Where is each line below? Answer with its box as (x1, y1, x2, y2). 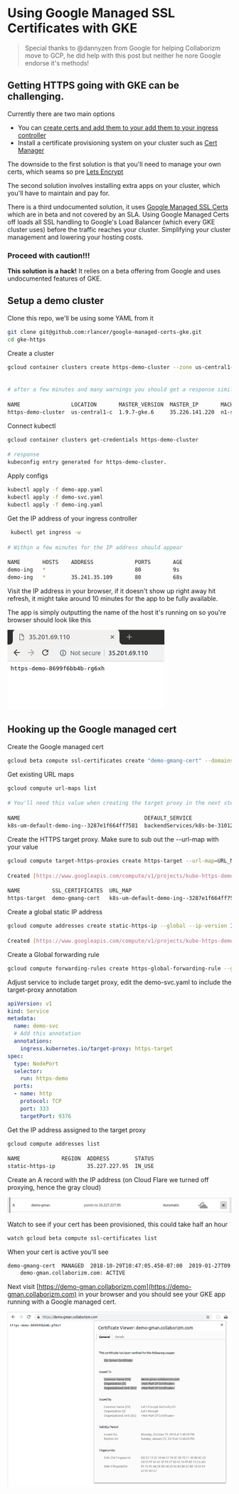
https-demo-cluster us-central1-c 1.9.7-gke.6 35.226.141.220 (7, 408, 215, 416)
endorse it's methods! (24, 58, 90, 67)
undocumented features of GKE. (7, 274, 102, 283)
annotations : (14, 1038, 53, 1045)
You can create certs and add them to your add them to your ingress (17, 123, 218, 132)
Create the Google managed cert (7, 742, 104, 751)
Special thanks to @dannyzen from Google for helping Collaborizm (24, 43, 221, 52)
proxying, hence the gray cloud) (7, 1184, 102, 1192)
